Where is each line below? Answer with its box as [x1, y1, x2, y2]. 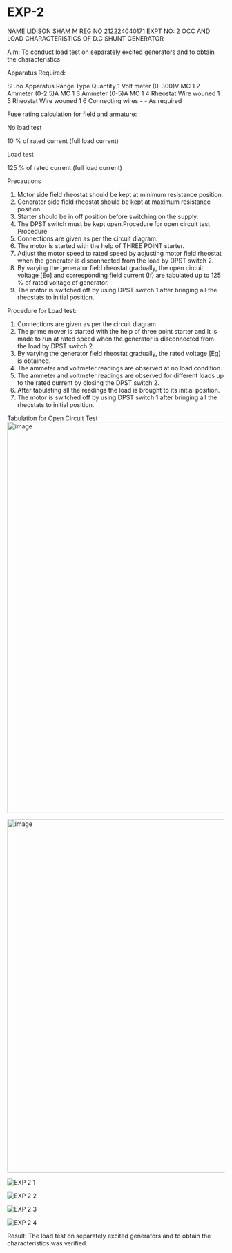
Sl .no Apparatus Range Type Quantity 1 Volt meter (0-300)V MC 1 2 [7, 82, 200, 90]
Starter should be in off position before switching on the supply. [17, 212, 199, 220]
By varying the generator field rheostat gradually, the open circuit [17, 263, 204, 272]
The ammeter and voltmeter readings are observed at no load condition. [17, 364, 222, 372]
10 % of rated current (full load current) [7, 136, 119, 145]
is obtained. [17, 357, 51, 365]
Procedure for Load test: [7, 306, 77, 314]
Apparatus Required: [7, 68, 66, 77]
